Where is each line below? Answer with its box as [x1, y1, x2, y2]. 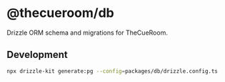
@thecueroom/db [6, 5, 115, 21]
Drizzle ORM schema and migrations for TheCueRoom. [6, 28, 169, 37]
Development [6, 49, 69, 61]
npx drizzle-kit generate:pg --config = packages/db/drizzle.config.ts [6, 67, 219, 75]
